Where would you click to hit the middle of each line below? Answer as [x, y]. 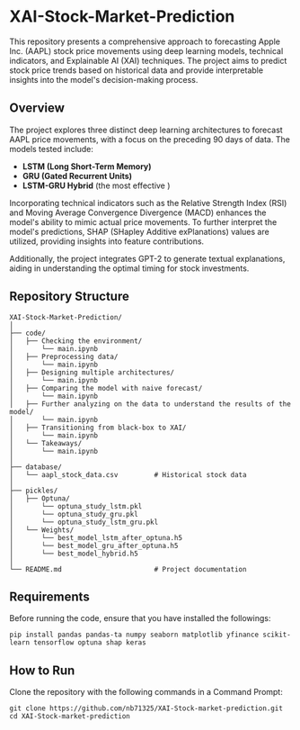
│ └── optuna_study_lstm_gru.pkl [84, 522]
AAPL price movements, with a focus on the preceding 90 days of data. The [150, 139]
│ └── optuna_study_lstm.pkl [76, 506]
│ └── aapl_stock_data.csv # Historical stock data [128, 474]
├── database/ [36, 467]
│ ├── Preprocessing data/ [64, 356]
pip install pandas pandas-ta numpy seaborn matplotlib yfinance [134, 635]
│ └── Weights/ [42, 530]
